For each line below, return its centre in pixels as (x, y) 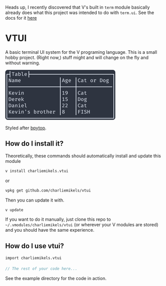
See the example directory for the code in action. (56, 278)
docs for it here (21, 18)
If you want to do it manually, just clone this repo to (58, 219)
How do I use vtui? (35, 246)
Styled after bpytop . (26, 128)
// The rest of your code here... (41, 268)
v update (14, 210)
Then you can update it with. (35, 200)
